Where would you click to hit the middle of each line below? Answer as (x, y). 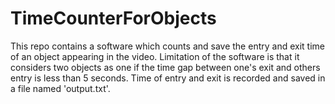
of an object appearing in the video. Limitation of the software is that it (155, 56)
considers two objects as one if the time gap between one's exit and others (165, 67)
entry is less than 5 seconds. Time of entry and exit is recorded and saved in (168, 78)
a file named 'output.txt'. (60, 88)
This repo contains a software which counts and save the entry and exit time (167, 46)
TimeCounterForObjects (113, 18)
